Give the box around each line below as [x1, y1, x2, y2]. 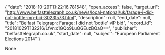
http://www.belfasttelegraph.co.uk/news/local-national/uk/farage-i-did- [7, 9, 154, 15]
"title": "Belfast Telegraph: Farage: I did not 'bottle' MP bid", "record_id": [5, 20, 153, 26]
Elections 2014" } [5, 36, 41, 42]
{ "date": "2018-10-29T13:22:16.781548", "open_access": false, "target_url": [5, 4, 160, 10]
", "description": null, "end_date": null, [74, 15, 151, 20]
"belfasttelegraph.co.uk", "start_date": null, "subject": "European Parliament [5, 31, 160, 36]
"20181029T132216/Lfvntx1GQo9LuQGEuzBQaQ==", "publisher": [5, 25, 137, 31]
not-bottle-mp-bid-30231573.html [5, 15, 74, 20]
